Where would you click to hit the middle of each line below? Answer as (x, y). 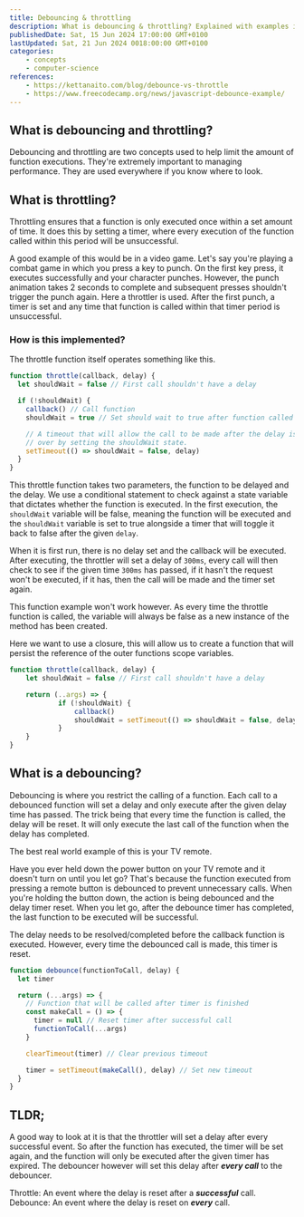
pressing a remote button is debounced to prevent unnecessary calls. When (151, 888)
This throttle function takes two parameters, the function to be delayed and (149, 485)
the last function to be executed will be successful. (104, 917)
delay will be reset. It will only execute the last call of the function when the (149, 824)
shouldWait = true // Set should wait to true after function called (160, 418)
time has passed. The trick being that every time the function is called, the (148, 814)
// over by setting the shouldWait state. (107, 442)
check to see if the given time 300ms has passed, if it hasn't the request (141, 570)
